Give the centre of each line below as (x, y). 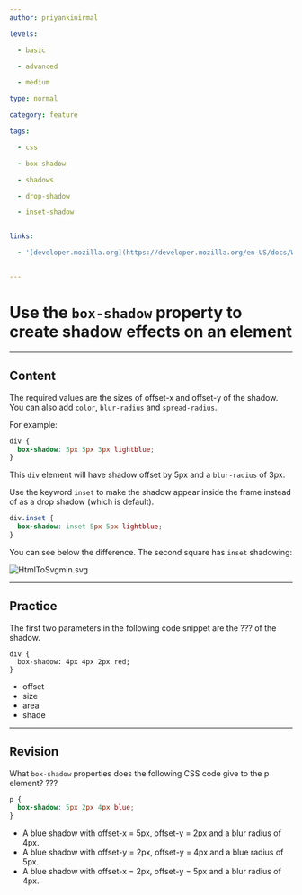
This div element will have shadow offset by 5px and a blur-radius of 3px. (147, 475)
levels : (24, 34)
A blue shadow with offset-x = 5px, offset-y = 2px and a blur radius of (151, 833)
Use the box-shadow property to (126, 313)
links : (22, 236)
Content (33, 376)
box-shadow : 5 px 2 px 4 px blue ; (76, 808)
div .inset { (31, 518)
